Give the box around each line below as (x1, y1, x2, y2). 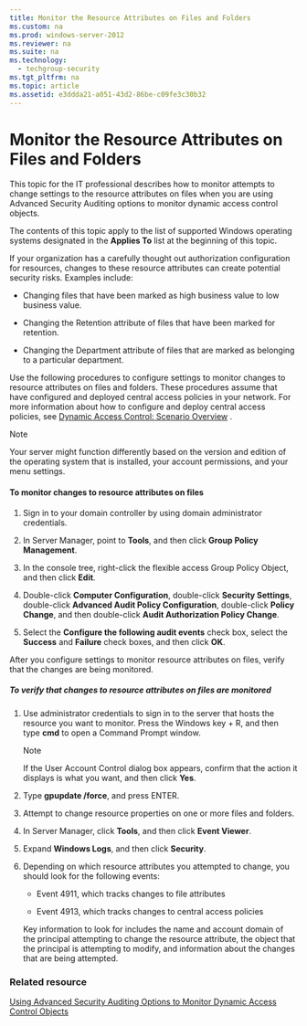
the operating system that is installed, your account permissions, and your (9, 456, 289, 467)
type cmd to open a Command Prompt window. (22, 727, 201, 738)
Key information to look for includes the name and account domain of (22, 924, 284, 935)
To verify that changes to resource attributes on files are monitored (9, 684, 272, 695)
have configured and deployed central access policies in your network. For (9, 392, 291, 403)
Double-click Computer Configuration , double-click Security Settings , (22, 589, 292, 600)
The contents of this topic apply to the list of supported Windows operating (9, 226, 292, 237)
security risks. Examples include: (9, 272, 134, 283)
